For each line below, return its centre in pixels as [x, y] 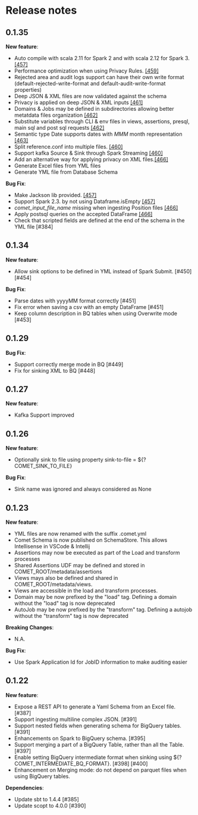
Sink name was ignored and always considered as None [83, 489]
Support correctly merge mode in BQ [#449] [69, 364]
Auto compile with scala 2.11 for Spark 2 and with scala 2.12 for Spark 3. [102, 58]
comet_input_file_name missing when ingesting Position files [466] [96, 208]
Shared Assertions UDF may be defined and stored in [79, 566]
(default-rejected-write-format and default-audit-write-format [90, 83]
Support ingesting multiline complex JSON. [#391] [76, 719]
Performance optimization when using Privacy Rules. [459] [86, 71]
